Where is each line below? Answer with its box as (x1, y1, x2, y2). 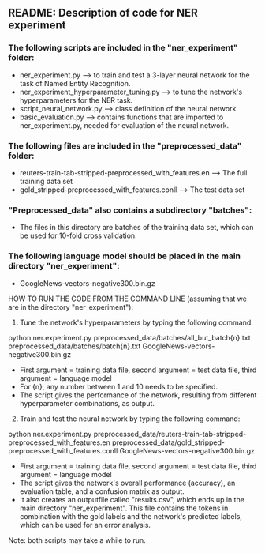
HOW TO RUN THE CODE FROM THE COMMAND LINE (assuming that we (8, 294, 247, 303)
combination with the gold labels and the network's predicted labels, (19, 511, 243, 521)
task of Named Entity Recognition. (19, 78, 131, 88)
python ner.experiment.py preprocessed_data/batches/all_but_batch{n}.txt (8, 333, 251, 342)
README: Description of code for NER (8, 6, 199, 20)
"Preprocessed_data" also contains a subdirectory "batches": (8, 205, 252, 216)
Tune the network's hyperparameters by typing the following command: (19, 318, 254, 327)
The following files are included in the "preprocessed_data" (8, 140, 242, 151)
